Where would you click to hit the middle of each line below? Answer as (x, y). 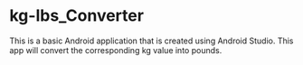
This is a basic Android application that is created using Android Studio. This (151, 41)
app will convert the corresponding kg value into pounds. (116, 50)
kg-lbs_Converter (77, 16)
